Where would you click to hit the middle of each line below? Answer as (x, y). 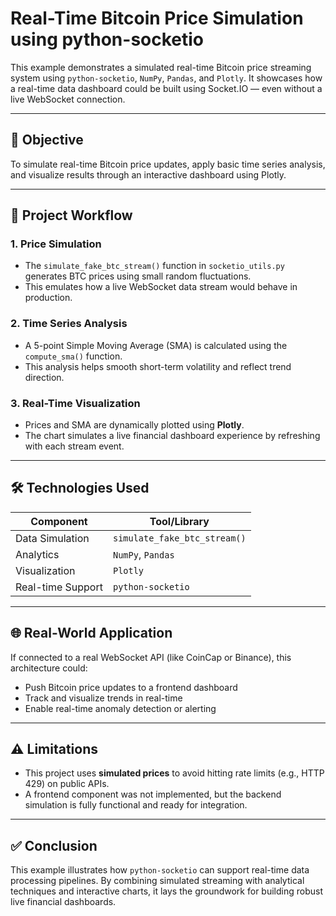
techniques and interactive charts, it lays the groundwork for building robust (166, 891)
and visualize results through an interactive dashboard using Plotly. (148, 174)
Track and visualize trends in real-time (103, 698)
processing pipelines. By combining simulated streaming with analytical (157, 881)
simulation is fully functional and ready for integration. (136, 805)
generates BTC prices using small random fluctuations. (138, 276)
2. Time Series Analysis (69, 324)
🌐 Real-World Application (91, 633)
